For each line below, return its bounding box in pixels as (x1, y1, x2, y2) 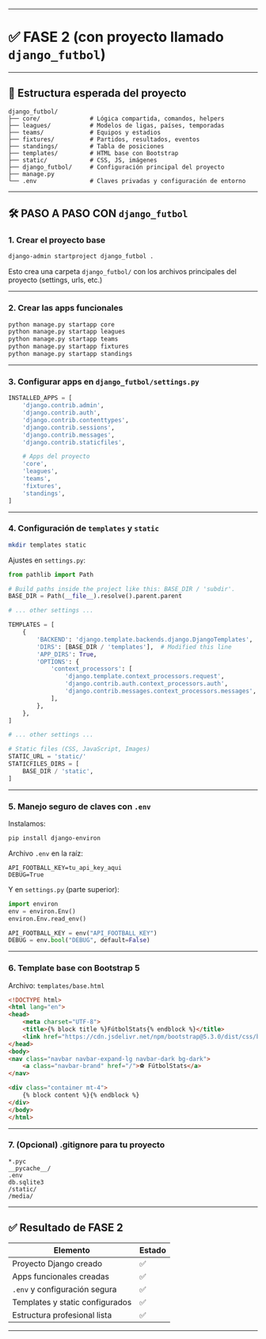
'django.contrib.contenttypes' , (22, 416, 129, 424)
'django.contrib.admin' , (22, 402, 104, 410)
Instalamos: (8, 819, 46, 828)
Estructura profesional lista (12, 1309, 112, 1320)
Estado (139, 1245, 166, 1256)
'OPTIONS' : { (36, 658, 80, 666)
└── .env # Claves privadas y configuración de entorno (8, 177, 246, 185)
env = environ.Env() (8, 907, 77, 915)
